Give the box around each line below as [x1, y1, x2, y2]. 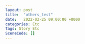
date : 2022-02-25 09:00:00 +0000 [5, 17, 80, 22]
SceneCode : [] [5, 31, 35, 36]
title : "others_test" [5, 12, 53, 17]
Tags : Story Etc [5, 26, 39, 31]
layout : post [5, 7, 33, 13]
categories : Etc [5, 21, 39, 27]
